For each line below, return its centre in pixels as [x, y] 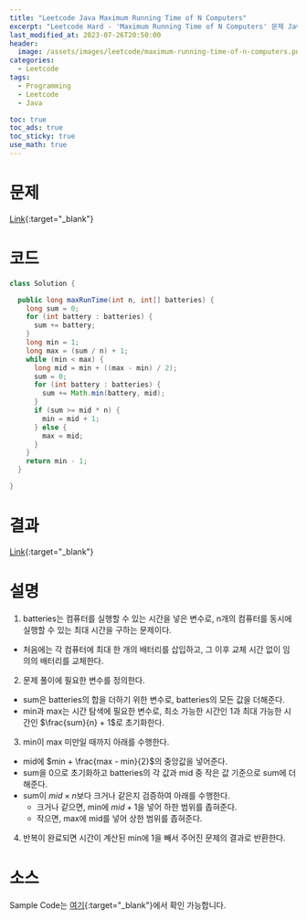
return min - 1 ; [57, 461]
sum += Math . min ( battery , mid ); [104, 394]
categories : [32, 60]
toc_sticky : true [42, 137]
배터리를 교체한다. [72, 661]
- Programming [44, 86]
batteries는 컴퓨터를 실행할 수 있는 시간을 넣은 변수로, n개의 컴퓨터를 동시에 [157, 619]
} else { [50, 427]
